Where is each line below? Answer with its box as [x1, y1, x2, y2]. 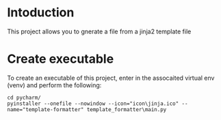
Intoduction [7, 5, 75, 20]
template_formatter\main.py [86, 106, 167, 113]
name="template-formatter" [7, 106, 84, 113]
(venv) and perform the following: [7, 80, 102, 89]
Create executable [7, 51, 114, 67]
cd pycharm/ [7, 94, 41, 101]
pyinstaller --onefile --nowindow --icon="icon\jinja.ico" [7, 100, 179, 107]
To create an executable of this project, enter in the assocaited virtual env [7, 74, 215, 82]
